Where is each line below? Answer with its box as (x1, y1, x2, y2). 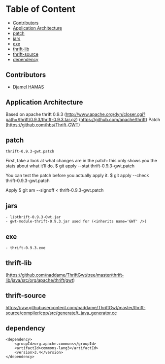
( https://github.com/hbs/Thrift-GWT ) (5, 122, 80, 128)
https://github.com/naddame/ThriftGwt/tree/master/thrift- (7, 272, 124, 278)
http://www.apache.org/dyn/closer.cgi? (66, 111, 146, 117)
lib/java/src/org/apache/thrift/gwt (5, 277, 73, 283)
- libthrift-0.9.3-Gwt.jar (5, 215, 61, 220)
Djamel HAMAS (12, 84, 44, 90)
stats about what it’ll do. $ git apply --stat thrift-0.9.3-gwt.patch (5, 163, 135, 169)
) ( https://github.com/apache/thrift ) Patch (76, 116, 161, 122)
